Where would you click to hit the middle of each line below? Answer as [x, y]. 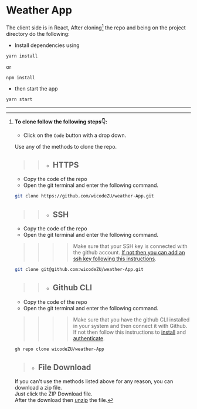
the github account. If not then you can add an [129, 253]
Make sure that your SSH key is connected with [130, 246]
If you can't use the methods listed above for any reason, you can [94, 381]
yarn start [19, 99]
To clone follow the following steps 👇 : [61, 122]
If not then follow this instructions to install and [130, 332]
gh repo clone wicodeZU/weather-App [59, 349]
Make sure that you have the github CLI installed [131, 319]
